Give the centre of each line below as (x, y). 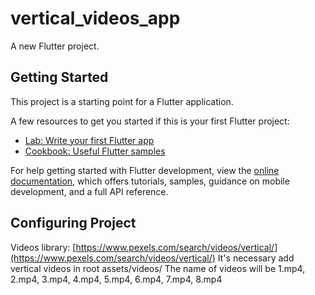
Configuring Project (73, 223)
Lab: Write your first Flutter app (89, 140)
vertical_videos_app (95, 18)
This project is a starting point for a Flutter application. (122, 101)
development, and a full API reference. (89, 191)
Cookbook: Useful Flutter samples (95, 151)
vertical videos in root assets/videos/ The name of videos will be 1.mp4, (158, 268)
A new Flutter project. (55, 46)
